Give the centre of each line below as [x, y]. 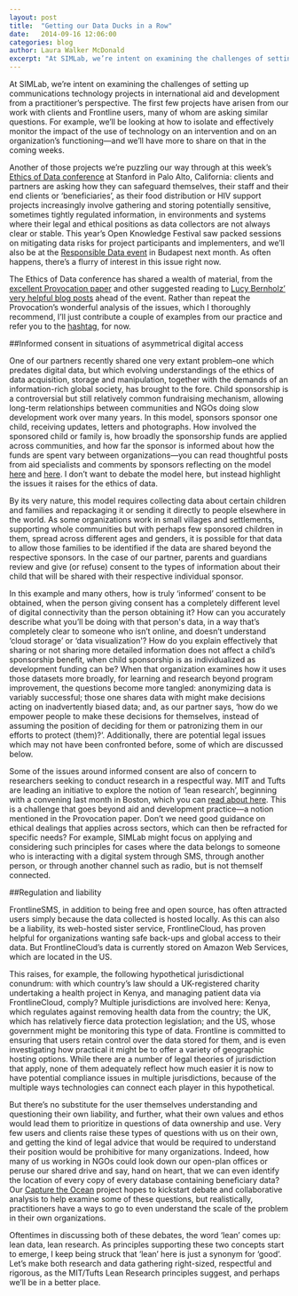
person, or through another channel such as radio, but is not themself [136, 866]
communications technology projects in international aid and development [145, 93]
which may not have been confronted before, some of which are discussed [146, 744]
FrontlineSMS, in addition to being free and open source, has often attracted [148, 909]
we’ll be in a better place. [55, 1282]
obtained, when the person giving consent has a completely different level [145, 603]
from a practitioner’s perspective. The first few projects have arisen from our [149, 103]
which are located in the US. [61, 957]
